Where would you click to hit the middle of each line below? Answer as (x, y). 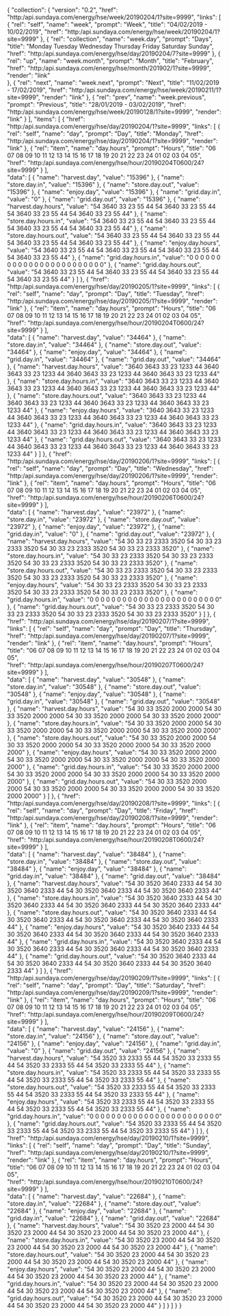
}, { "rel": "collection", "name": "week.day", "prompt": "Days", (126, 39)
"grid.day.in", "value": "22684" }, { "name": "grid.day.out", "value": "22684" (114, 1218)
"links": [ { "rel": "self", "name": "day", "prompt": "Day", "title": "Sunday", (109, 1145)
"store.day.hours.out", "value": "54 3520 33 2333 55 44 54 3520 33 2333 (111, 1087)
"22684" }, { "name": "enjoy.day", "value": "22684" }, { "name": (97, 1211)
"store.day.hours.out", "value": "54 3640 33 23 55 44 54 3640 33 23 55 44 (113, 235)
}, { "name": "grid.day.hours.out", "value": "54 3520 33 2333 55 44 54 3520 (114, 1123)
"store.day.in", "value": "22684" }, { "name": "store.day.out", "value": (104, 1204)
